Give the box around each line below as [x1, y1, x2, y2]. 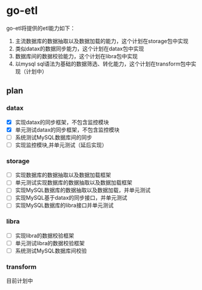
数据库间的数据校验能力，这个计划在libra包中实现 [15, 52, 138, 59]
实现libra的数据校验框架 [15, 232, 75, 239]
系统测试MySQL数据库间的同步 [15, 133, 92, 141]
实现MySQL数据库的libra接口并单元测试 [15, 201, 114, 209]
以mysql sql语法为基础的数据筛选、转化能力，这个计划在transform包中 [15, 60, 191, 67]
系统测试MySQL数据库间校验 [15, 247, 87, 254]
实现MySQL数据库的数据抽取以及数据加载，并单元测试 [15, 186, 150, 194]
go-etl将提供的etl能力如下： [6, 24, 76, 32]
